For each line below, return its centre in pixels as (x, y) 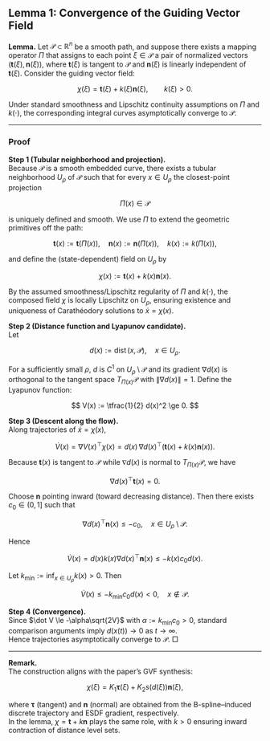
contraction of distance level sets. (64, 730)
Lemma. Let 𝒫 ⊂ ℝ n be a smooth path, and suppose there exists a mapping (133, 46)
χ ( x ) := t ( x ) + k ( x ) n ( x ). (135, 276)
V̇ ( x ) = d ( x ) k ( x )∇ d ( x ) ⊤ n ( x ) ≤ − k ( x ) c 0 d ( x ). (135, 558)
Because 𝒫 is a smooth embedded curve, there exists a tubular (112, 168)
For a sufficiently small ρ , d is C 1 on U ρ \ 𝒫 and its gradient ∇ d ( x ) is (118, 369)
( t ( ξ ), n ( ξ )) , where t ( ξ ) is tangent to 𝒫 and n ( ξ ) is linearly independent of (127, 64)
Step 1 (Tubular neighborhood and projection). (87, 159)
